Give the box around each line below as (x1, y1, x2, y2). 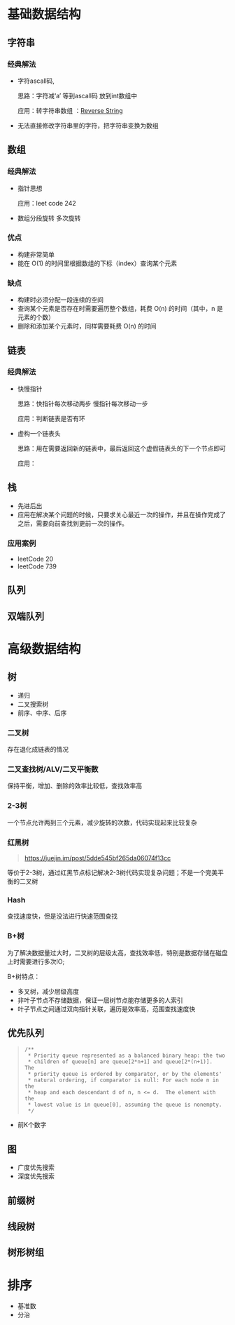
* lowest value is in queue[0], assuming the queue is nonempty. (27, 1101, 222, 1109)
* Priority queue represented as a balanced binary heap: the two (27, 1052, 225, 1060)
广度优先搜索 (17, 1163, 55, 1172)
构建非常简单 (17, 250, 55, 258)
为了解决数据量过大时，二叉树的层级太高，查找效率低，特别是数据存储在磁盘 (7, 948, 228, 957)
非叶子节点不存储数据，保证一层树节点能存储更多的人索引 (17, 996, 183, 1004)
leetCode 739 (17, 562, 57, 571)
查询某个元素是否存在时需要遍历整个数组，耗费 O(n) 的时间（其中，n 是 (17, 305, 224, 313)
